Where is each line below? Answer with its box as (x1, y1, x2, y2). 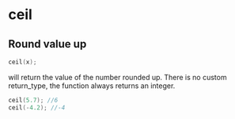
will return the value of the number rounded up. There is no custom (8, 72, 227, 82)
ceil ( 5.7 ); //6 (8, 96, 59, 104)
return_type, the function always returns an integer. (8, 81, 176, 90)
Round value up (8, 37, 87, 51)
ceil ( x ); (8, 58, 37, 66)
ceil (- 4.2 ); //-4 (8, 103, 66, 112)
